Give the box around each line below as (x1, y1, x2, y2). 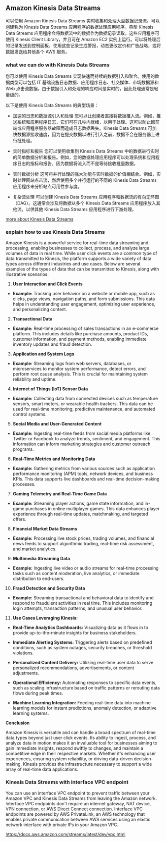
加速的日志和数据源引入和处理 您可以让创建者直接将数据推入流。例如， (12, 113, 157, 119)
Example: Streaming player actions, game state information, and (12, 500, 144, 507)
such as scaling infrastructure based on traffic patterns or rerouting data (12, 685, 160, 691)
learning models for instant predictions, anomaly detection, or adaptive (12, 705, 157, 711)
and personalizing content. (12, 307, 67, 313)
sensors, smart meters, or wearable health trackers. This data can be (12, 401, 153, 407)
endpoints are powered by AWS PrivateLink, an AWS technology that (5, 811, 145, 817)
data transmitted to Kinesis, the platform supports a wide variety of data (5, 256, 152, 262)
